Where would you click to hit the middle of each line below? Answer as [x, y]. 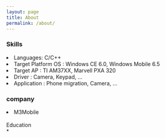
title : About [23, 18]
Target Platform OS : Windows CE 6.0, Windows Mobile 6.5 [87, 64]
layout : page [23, 12]
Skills [14, 44]
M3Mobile [27, 112]
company [21, 99]
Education [19, 125]
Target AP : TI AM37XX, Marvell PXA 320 [65, 70]
